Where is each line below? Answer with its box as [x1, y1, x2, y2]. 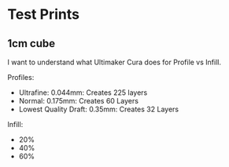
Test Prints [7, 5, 80, 24]
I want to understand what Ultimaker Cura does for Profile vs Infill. [7, 57, 222, 67]
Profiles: [7, 73, 35, 82]
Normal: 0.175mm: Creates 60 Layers [18, 96, 139, 105]
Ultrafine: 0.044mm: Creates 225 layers [18, 88, 148, 97]
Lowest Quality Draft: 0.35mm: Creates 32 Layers [18, 104, 179, 114]
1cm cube [7, 37, 56, 50]
